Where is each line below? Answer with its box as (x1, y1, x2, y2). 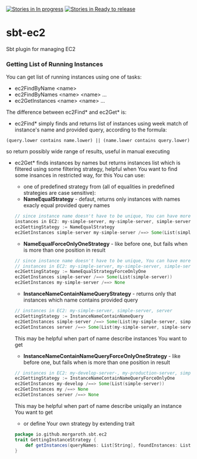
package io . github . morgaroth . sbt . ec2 (14, 431, 107, 437)
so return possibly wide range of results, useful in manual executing (6, 148, 170, 155)
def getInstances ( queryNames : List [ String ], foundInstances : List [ (25, 442, 193, 448)
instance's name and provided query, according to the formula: (14, 126, 167, 133)
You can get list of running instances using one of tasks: (6, 73, 142, 80)
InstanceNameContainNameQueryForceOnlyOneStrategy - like (23, 352, 181, 359)
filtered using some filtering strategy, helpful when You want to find (14, 166, 178, 173)
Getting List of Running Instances (6, 60, 104, 68)
